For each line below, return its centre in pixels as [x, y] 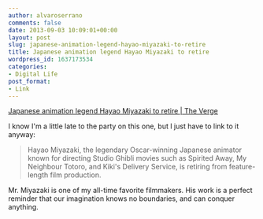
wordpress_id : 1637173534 [50, 60]
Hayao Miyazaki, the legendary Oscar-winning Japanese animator [135, 150]
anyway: [22, 135]
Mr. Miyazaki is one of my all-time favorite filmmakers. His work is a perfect [131, 191]
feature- [242, 167]
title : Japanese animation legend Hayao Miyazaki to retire [109, 52]
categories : [28, 67]
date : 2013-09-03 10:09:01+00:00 [63, 30]
